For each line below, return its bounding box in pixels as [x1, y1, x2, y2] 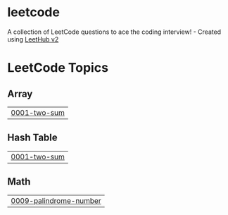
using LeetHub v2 [7, 35, 59, 43]
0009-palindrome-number [11, 195, 101, 205]
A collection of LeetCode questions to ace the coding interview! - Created [7, 27, 222, 36]
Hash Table [7, 132, 58, 144]
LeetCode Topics [7, 60, 109, 76]
